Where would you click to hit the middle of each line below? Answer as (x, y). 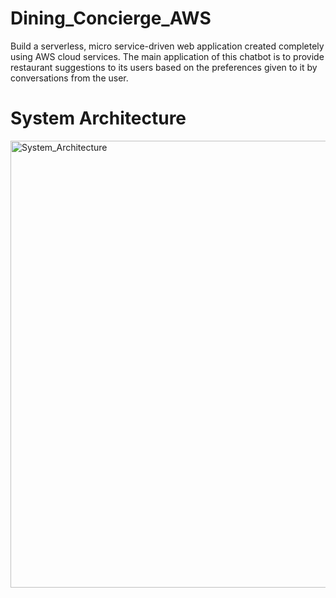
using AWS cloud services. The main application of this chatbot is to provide (167, 56)
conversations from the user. (69, 78)
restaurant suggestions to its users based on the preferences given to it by (164, 67)
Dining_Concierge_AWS (111, 18)
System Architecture (98, 118)
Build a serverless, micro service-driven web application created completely (167, 46)
